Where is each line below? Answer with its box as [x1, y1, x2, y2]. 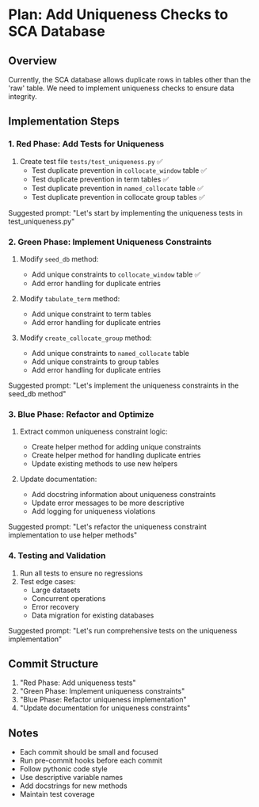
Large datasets [31, 585, 81, 595]
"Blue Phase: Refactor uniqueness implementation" [19, 695, 187, 705]
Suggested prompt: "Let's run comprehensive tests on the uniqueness [8, 625, 238, 635]
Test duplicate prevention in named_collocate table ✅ [31, 183, 204, 193]
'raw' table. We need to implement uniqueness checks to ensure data [8, 83, 235, 93]
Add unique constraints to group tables [31, 357, 160, 366]
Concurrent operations [31, 593, 106, 603]
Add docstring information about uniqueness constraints [31, 490, 216, 499]
